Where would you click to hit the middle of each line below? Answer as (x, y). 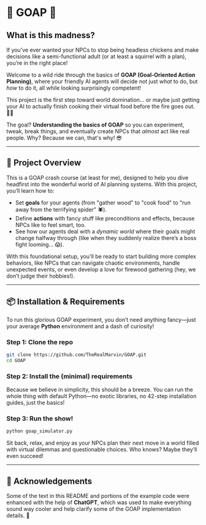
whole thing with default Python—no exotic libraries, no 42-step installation (101, 396)
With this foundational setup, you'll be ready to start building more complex (101, 256)
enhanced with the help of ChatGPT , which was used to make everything (99, 502)
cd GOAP (16, 360)
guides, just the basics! (36, 402)
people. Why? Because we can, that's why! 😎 (64, 138)
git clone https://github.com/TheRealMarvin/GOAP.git (77, 355)
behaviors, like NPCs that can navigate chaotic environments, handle (93, 263)
